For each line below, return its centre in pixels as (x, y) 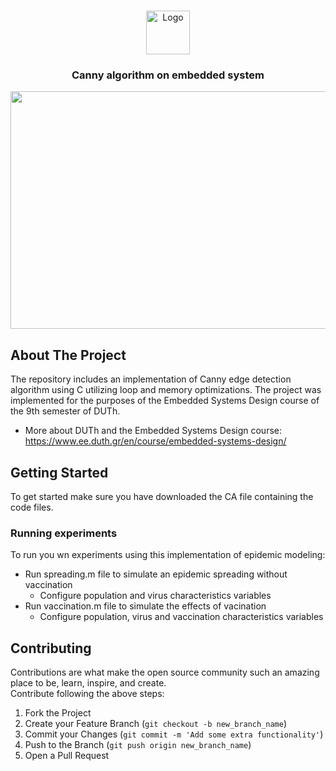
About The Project (68, 355)
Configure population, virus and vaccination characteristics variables (181, 617)
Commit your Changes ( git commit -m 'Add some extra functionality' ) (174, 734)
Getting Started (59, 472)
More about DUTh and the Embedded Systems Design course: (153, 431)
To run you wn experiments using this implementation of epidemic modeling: (168, 555)
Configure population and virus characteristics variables (155, 596)
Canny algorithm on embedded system (168, 75)
